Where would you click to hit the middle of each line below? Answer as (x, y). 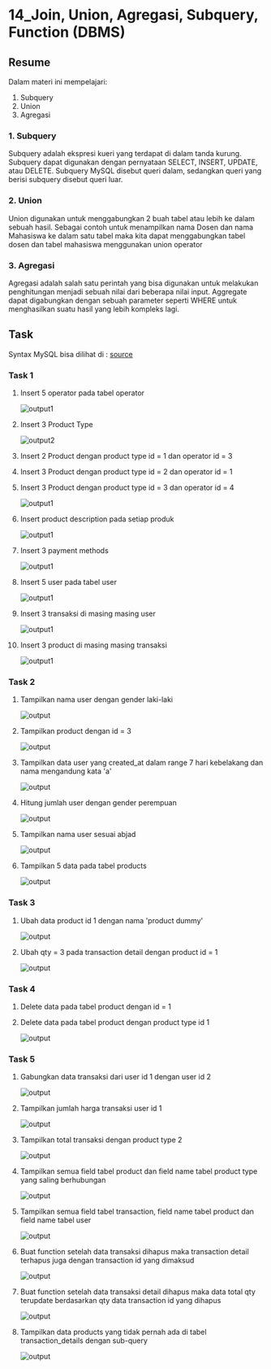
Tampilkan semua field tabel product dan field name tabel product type (139, 1171)
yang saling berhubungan (63, 1180)
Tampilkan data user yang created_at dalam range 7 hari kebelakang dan (142, 763)
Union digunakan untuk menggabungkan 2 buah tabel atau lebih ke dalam (132, 218)
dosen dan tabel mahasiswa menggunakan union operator (105, 244)
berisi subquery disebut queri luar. (66, 180)
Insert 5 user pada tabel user (69, 582)
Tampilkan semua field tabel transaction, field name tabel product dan (137, 1212)
